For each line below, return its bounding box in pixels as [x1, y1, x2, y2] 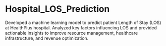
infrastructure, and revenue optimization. [5, 35, 89, 41]
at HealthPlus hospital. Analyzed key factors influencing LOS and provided [5, 24, 157, 30]
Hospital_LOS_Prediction [5, 3, 110, 15]
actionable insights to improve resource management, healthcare [5, 30, 138, 36]
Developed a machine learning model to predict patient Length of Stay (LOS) [5, 20, 162, 25]
